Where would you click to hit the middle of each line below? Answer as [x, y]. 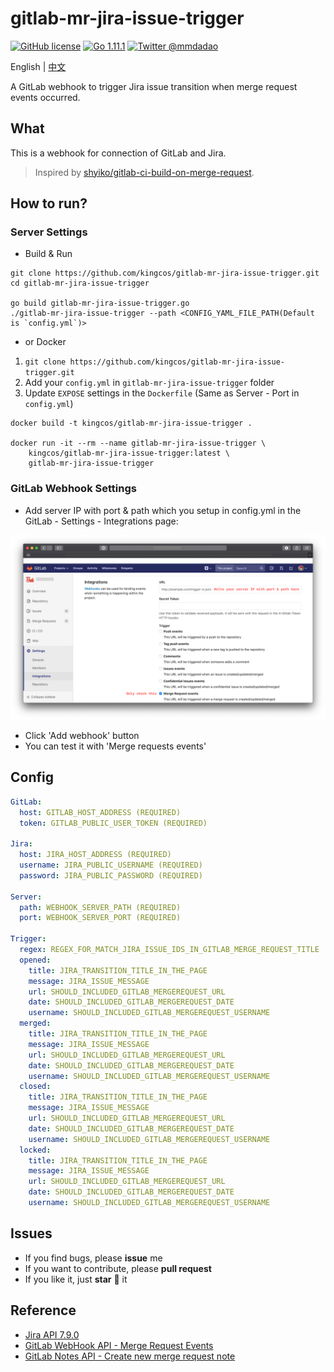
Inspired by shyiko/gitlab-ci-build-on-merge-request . [144, 172]
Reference [43, 1310]
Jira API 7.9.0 [52, 1334]
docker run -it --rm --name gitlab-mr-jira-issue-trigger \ [138, 443]
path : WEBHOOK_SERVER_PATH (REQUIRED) [100, 907]
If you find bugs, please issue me [93, 1258]
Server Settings [49, 232]
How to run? [49, 203]
